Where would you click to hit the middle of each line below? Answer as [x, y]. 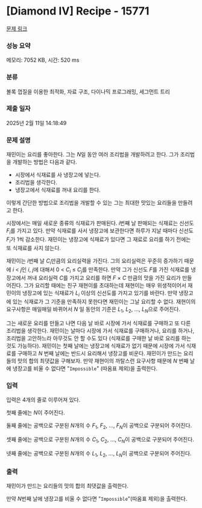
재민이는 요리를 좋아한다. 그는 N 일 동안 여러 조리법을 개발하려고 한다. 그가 [93, 155]
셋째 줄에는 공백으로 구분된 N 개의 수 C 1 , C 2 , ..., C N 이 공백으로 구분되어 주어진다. [100, 440]
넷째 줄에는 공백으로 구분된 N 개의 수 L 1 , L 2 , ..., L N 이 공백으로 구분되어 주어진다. [99, 454]
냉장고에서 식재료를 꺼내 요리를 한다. [58, 190]
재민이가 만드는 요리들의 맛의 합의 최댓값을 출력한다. [67, 486]
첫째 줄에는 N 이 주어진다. [36, 413]
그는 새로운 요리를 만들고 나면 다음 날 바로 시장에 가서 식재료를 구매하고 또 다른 [99, 323]
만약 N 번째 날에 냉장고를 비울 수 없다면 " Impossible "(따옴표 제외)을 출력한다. [97, 498]
